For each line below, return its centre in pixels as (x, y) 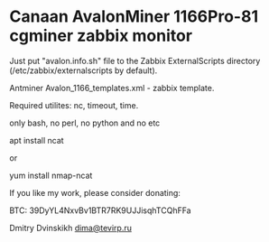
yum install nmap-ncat (51, 175)
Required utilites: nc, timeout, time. (74, 105)
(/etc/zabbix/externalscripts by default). (83, 70)
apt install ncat (37, 140)
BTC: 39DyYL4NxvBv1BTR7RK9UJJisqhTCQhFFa (100, 210)
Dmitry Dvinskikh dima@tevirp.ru (71, 228)
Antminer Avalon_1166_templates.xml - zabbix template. (112, 88)
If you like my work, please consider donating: (95, 192)
